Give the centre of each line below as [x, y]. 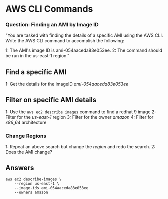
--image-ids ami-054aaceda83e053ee [51, 188]
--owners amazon [31, 193]
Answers [20, 168]
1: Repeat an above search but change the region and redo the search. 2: [80, 147]
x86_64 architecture [26, 123]
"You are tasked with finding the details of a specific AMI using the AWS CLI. [84, 35]
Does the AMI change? [29, 152]
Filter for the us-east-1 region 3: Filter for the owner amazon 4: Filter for [79, 117]
